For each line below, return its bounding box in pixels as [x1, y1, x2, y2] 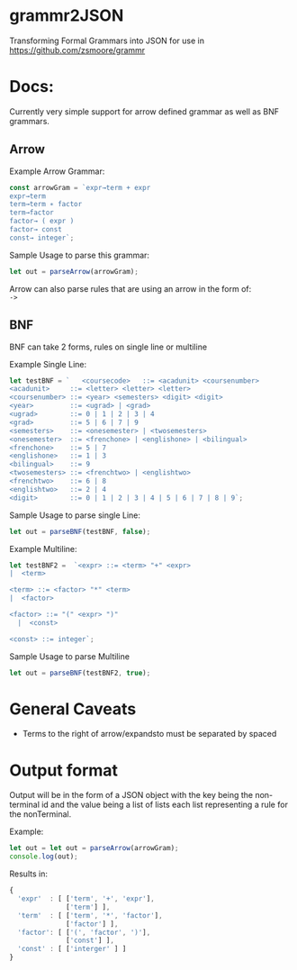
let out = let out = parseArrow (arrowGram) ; [9, 844, 179, 853]
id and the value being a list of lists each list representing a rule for [41, 799, 288, 811]
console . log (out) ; [9, 852, 78, 861]
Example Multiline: [9, 543, 77, 554]
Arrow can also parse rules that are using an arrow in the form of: [9, 283, 252, 294]
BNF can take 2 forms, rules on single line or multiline [9, 341, 208, 352]
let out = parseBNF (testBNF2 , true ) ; [9, 668, 151, 677]
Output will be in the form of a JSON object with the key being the [9, 790, 254, 801]
